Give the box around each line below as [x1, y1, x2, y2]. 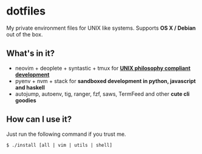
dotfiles [6, 4, 46, 18]
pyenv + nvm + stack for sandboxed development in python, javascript [15, 77, 196, 84]
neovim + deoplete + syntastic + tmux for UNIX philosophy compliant [15, 64, 191, 72]
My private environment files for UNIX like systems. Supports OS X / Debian [6, 24, 196, 32]
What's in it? [6, 49, 55, 59]
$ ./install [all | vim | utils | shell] [6, 142, 113, 148]
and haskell [15, 84, 45, 91]
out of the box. [6, 30, 43, 38]
